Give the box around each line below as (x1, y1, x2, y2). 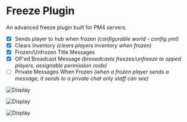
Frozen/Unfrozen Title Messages (14, 49, 95, 56)
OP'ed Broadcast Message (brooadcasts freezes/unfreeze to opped (14, 55, 182, 63)
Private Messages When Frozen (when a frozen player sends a (14, 68, 169, 75)
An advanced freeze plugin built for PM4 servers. (6, 24, 127, 31)
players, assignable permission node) (14, 62, 107, 69)
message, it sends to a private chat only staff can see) (14, 75, 149, 82)
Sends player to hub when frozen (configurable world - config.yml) (14, 35, 179, 42)
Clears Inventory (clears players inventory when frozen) (14, 42, 152, 49)
